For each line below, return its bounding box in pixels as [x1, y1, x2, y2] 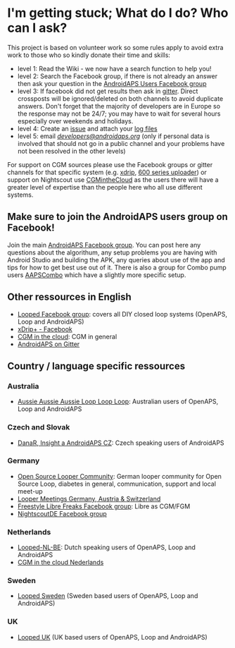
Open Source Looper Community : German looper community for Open [17, 472, 222, 480]
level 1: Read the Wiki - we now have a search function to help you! [17, 64, 212, 73]
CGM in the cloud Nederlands [17, 558, 104, 567]
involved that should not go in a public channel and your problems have [17, 139, 225, 147]
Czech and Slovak [7, 422, 70, 432]
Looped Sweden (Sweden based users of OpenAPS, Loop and [17, 592, 198, 600]
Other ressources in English [7, 291, 132, 303]
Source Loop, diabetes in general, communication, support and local [17, 479, 217, 488]
